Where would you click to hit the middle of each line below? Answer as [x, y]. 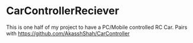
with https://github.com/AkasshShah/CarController [68, 33]
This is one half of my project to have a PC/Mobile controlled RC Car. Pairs [97, 27]
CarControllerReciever [63, 11]
